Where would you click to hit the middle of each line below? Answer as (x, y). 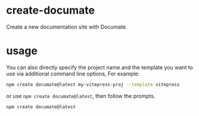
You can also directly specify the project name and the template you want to (100, 67)
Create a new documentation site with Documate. (67, 27)
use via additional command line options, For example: (73, 73)
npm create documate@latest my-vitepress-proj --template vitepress (93, 84)
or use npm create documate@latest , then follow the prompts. (81, 96)
